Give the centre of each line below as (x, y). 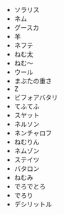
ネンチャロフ (33, 133)
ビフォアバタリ (36, 97)
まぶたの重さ (33, 81)
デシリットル (33, 204)
